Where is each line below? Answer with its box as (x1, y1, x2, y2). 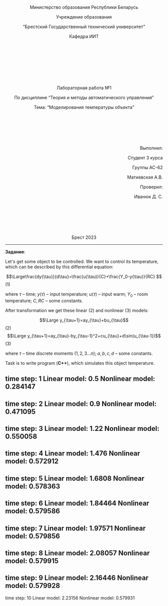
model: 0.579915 (5, 556, 59, 565)
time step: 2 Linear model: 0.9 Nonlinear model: (5, 399, 156, 408)
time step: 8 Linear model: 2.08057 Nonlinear (5, 549, 150, 557)
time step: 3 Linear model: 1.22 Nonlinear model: (5, 424, 159, 433)
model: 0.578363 (5, 482, 60, 491)
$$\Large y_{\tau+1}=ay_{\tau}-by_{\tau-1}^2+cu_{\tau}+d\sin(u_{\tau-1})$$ (7, 333, 161, 339)
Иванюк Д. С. (134, 194, 163, 200)
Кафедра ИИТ (69, 34, 99, 39)
